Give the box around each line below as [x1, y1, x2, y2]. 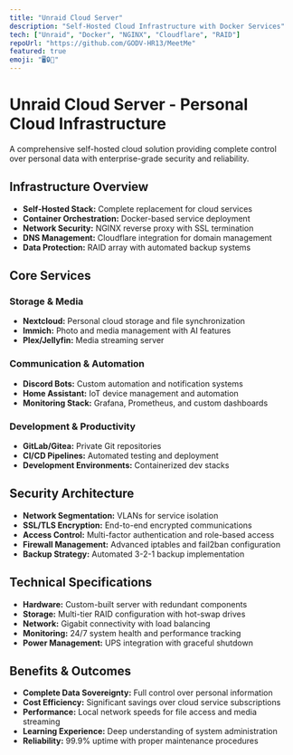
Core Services [9, 268, 91, 283]
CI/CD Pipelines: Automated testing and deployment [22, 450, 219, 462]
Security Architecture [9, 486, 135, 502]
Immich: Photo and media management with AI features [22, 325, 232, 336]
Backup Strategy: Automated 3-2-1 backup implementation [22, 549, 245, 559]
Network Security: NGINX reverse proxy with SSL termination [22, 223, 254, 234]
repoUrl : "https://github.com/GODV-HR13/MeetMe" [9, 38, 196, 48]
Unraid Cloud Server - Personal [9, 94, 249, 115]
